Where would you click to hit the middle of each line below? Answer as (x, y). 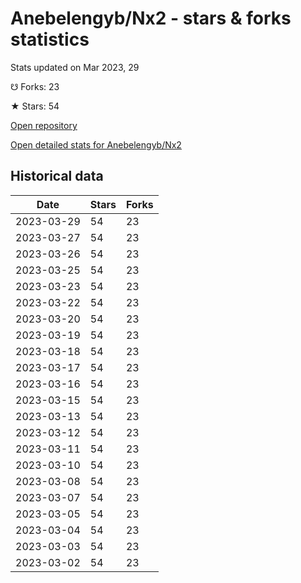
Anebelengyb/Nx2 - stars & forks (151, 18)
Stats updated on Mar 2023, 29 (75, 67)
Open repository (44, 125)
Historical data (57, 176)
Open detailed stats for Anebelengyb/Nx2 (96, 144)
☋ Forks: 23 (35, 86)
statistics (50, 39)
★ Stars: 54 (35, 106)
